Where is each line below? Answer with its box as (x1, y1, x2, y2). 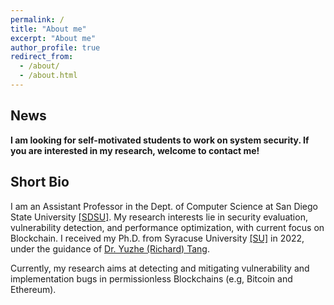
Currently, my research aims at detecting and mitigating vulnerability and (10, 262, 310, 274)
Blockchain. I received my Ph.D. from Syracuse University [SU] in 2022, (10, 232, 305, 244)
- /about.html (19, 71, 78, 81)
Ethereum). (10, 283, 57, 295)
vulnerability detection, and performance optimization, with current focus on (10, 221, 325, 233)
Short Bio (10, 174, 70, 191)
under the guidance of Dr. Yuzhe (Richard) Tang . (10, 242, 210, 255)
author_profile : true (10, 42, 101, 53)
